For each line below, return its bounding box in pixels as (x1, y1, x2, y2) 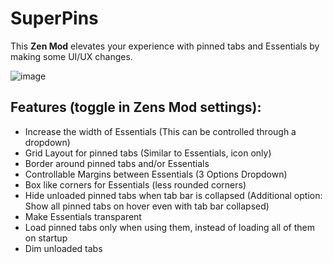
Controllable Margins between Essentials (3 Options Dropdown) (24, 168, 288, 180)
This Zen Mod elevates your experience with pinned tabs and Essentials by (10, 40, 320, 52)
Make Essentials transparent (24, 210, 142, 222)
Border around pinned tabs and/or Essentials (24, 157, 210, 169)
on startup (24, 232, 68, 244)
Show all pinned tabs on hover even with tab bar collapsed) (24, 200, 270, 212)
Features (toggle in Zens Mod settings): (10, 99, 262, 116)
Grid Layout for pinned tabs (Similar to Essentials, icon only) (24, 147, 272, 159)
